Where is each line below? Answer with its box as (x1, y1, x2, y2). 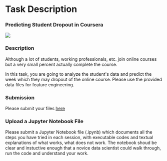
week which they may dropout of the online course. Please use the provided (5, 76, 162, 82)
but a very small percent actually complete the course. (5, 61, 117, 67)
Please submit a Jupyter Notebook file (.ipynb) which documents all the (5, 129, 152, 135)
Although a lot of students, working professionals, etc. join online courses (5, 56, 157, 62)
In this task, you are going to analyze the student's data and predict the (5, 71, 152, 77)
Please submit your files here (5, 106, 65, 112)
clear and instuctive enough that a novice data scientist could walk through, (5, 145, 161, 151)
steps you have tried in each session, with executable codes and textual (5, 135, 153, 141)
